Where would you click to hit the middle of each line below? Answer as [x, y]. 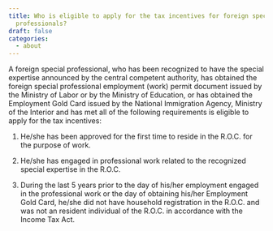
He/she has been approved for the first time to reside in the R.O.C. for [136, 137]
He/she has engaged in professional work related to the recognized [133, 161]
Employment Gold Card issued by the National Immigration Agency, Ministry [135, 104]
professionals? [41, 24]
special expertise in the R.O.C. [70, 169]
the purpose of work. [55, 145]
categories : [28, 38]
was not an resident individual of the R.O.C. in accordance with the [132, 211]
